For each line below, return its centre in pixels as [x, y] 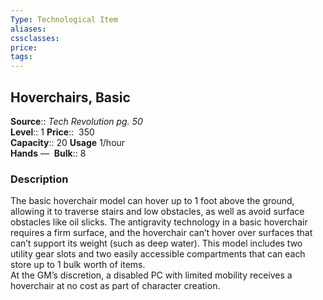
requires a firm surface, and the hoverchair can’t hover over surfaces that [161, 233]
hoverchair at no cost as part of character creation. [115, 286]
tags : [21, 57]
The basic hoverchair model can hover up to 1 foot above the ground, [152, 201]
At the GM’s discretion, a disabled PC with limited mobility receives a [151, 275]
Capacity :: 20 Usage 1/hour [68, 142]
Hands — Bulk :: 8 [48, 153]
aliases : [28, 29]
